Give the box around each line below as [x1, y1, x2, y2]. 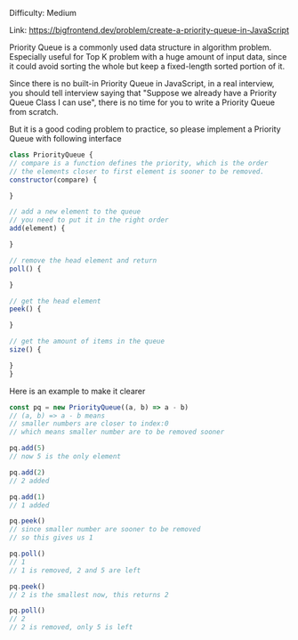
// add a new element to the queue [9, 207, 141, 216]
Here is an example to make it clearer [9, 385, 146, 396]
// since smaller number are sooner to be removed [9, 525, 201, 534]
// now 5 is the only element [9, 452, 122, 461]
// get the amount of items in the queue [9, 337, 165, 346]
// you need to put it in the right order [9, 215, 169, 225]
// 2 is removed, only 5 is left [9, 623, 133, 632]
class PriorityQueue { [9, 150, 93, 159]
